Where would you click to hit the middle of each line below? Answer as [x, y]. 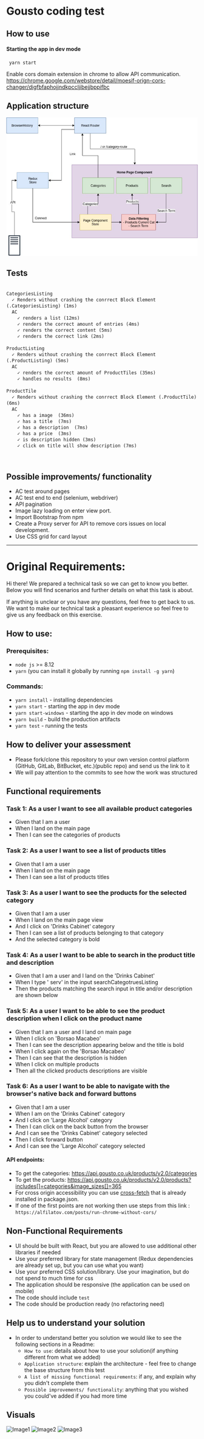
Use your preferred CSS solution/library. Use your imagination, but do [102, 1271]
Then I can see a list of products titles [62, 877]
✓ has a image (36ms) [46, 416]
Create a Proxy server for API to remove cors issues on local [90, 523]
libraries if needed [38, 1252]
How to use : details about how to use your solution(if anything [101, 1350]
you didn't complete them [56, 1383]
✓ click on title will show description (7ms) [77, 446]
